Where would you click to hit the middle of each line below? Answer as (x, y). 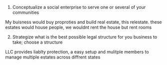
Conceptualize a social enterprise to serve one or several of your (79, 7)
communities (26, 12)
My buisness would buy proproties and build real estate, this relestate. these (83, 22)
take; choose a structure (37, 42)
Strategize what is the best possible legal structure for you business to (85, 37)
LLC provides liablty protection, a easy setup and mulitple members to (77, 52)
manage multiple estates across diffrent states (53, 57)
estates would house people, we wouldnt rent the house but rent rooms (79, 27)
